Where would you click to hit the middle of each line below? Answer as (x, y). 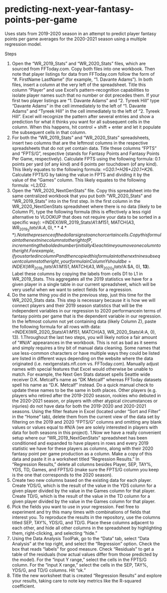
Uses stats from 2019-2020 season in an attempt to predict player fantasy (81, 33)
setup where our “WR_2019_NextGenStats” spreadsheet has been (80, 438)
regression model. (23, 44)
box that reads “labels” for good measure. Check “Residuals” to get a (83, 549)
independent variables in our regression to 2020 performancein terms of (86, 311)
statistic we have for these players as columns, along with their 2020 (83, 448)
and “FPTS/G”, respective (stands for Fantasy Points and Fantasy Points (86, 153)
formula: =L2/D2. (29, 185)
